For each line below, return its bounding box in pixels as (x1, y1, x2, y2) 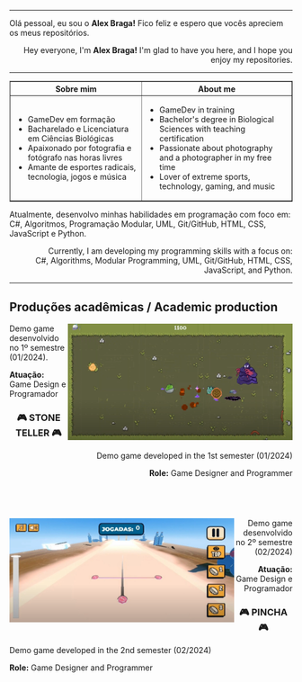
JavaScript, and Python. (203, 265, 293, 275)
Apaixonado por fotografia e (27, 142, 132, 153)
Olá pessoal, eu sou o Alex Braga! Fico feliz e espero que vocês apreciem (9, 18, 284, 28)
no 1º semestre (9, 343, 66, 354)
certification (159, 132, 204, 144)
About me (197, 83, 236, 94)
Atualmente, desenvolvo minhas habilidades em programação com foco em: (9, 209, 291, 220)
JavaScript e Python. (9, 229, 87, 239)
